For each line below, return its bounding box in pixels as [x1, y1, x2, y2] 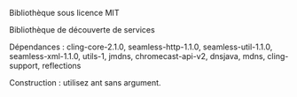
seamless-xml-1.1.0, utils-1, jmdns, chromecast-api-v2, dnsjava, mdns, [9, 51, 266, 61]
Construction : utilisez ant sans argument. [9, 78, 161, 87]
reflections [42, 61, 82, 71]
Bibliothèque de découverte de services [9, 25, 155, 34]
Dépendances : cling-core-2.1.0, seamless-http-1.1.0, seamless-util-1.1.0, [9, 41, 273, 52]
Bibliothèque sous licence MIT [9, 8, 120, 18]
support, [9, 61, 41, 71]
